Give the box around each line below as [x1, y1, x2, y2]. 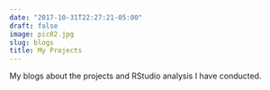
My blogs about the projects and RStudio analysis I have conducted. [9, 70, 262, 81]
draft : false [9, 21, 58, 30]
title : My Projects [9, 46, 83, 55]
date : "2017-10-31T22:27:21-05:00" [9, 12, 143, 22]
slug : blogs [9, 37, 54, 47]
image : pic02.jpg [9, 29, 75, 38]
